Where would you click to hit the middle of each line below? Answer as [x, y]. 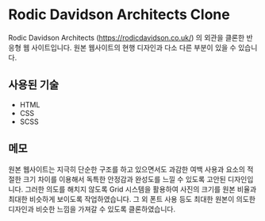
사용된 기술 [34, 85]
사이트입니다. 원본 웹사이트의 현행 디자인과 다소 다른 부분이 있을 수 [134, 47]
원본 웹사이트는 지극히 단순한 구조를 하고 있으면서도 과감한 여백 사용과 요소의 [127, 169]
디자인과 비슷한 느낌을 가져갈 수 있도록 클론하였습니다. [92, 209]
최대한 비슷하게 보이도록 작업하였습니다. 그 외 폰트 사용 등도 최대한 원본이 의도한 [132, 199]
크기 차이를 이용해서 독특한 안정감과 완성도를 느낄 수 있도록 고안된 [124, 179]
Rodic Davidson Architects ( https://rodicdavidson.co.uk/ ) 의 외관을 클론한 [127, 37]
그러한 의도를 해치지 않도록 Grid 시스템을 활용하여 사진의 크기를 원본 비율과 [141, 189]
